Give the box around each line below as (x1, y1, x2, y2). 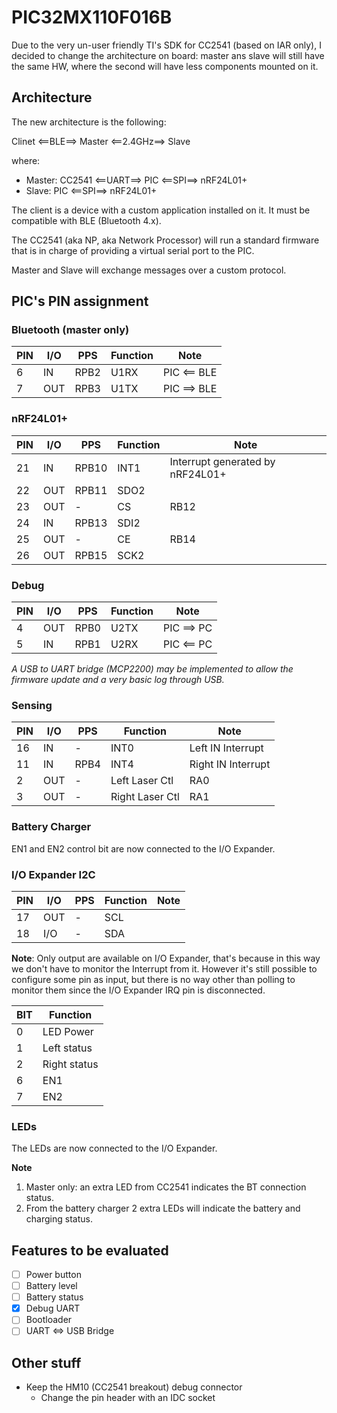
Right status (42, 1057, 99, 1071)
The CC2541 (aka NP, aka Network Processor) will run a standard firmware (11, 234, 320, 246)
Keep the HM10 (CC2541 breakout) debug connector (25, 1381, 243, 1393)
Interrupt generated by (169, 454, 276, 468)
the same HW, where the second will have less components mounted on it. (11, 60, 319, 72)
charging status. (25, 1213, 93, 1225)
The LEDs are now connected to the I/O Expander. (11, 1142, 218, 1155)
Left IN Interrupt (189, 741, 264, 755)
